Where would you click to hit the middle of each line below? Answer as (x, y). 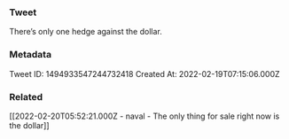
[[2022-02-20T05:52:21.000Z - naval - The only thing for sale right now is (144, 116)
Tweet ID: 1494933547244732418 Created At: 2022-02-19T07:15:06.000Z (145, 73)
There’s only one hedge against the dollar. (86, 32)
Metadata (30, 55)
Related (26, 97)
